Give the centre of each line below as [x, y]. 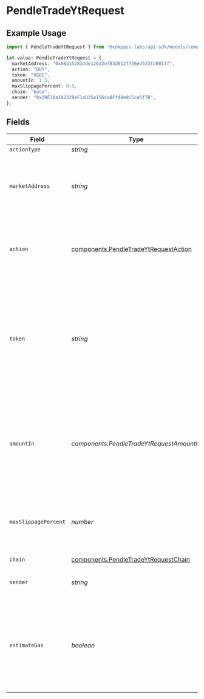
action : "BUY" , [31, 69]
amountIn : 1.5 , [31, 81]
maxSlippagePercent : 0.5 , [45, 86]
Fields [18, 122]
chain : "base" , [31, 92]
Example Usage [36, 33]
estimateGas [27, 645]
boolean [83, 645]
